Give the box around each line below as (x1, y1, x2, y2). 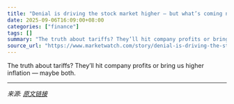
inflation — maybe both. (7, 69, 76, 77)
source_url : (7, 42, 42, 49)
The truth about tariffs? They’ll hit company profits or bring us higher (7, 62, 204, 69)
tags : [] (7, 29, 33, 37)
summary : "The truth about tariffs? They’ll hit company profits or (7, 36, 210, 43)
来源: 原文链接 (7, 89, 47, 98)
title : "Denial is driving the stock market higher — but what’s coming (7, 10, 223, 17)
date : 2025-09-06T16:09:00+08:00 (7, 17, 104, 24)
